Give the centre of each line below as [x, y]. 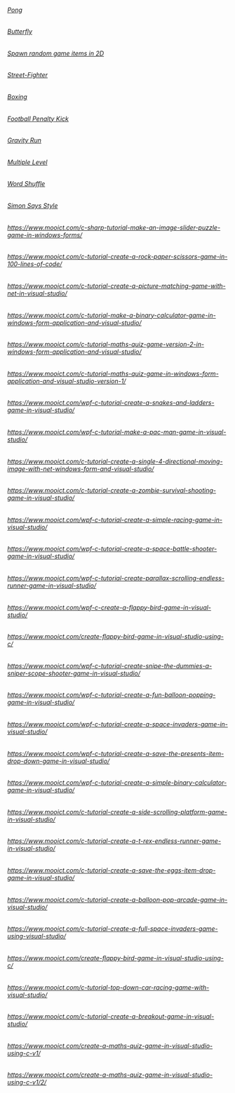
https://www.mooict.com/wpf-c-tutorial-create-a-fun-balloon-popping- [112, 695]
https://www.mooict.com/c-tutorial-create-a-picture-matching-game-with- [116, 286]
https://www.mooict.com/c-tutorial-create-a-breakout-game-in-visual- [111, 1016]
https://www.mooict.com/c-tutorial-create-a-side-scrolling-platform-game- [117, 812]
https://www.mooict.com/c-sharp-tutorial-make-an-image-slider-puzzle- [114, 227]
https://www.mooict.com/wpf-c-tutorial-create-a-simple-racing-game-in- [115, 519]
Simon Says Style [33, 206]
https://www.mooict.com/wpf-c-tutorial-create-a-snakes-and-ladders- [111, 403]
